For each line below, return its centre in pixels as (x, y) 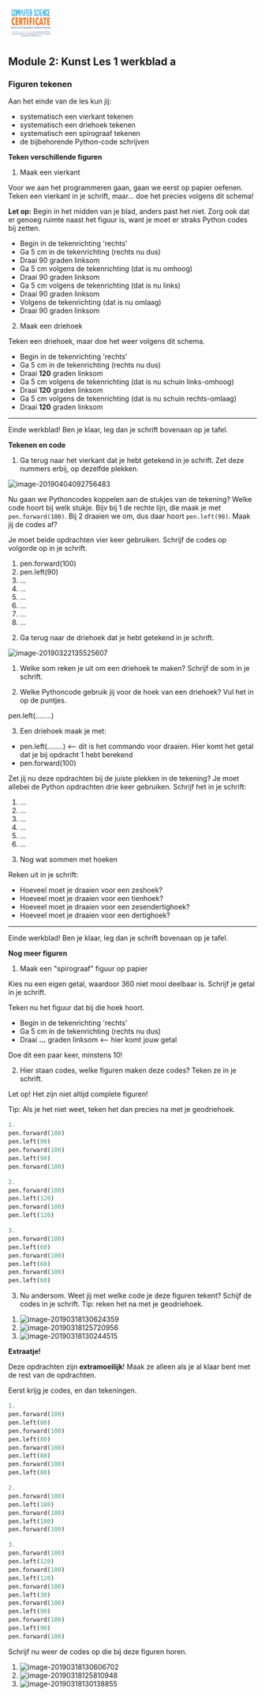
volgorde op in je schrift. (48, 548)
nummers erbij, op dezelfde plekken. (79, 469)
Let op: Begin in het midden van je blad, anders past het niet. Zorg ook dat (129, 212)
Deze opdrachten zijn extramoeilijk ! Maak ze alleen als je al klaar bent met (129, 1367)
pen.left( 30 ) (30, 1595)
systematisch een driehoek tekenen (78, 125)
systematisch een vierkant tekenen (77, 117)
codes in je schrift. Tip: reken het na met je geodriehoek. (111, 1304)
